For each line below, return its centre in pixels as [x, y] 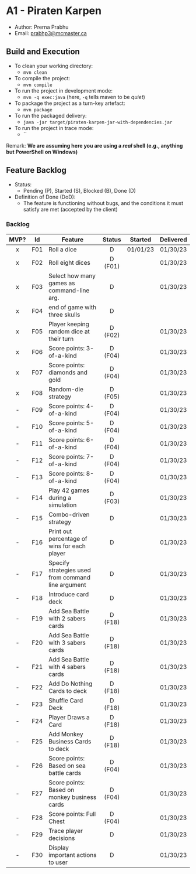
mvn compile [38, 85]
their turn [61, 339]
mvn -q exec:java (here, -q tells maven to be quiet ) [84, 97]
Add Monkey [66, 734]
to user [58, 862]
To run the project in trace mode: [54, 128]
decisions [62, 838]
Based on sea [67, 766]
